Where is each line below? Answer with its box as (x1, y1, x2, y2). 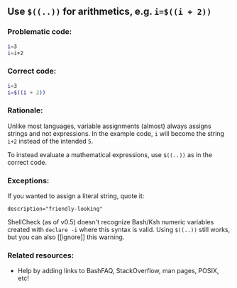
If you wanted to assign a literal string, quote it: (7, 192, 145, 200)
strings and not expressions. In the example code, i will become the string (7, 129, 225, 137)
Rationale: (7, 105, 43, 115)
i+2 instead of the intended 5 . (7, 137, 94, 145)
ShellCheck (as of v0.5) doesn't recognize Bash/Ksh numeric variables (7, 218, 214, 226)
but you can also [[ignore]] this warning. (7, 233, 125, 241)
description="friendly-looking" (7, 205, 103, 213)
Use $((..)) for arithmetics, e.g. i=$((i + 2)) (7, 6, 212, 18)
